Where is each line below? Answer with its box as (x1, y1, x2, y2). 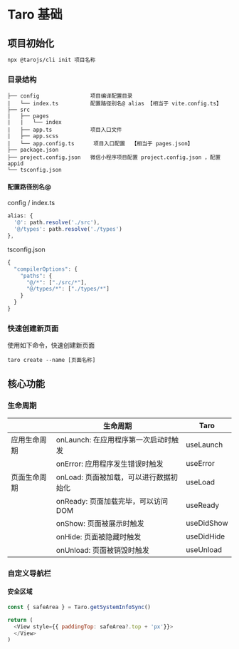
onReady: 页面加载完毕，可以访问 (55, 496, 169, 506)
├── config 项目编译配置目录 (7, 93, 133, 100)
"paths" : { (20, 272, 53, 279)
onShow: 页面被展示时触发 (55, 518, 144, 528)
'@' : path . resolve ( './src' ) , (14, 219, 100, 227)
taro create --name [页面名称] (7, 357, 96, 364)
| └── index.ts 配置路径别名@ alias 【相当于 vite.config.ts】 (7, 100, 222, 108)
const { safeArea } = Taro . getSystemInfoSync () (7, 603, 152, 611)
